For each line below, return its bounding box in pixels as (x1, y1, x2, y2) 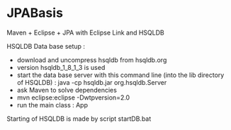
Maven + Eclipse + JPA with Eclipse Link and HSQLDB (6, 28, 164, 37)
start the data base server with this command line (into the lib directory (16, 71, 225, 79)
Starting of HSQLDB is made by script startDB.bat (6, 114, 152, 123)
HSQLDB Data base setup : (6, 42, 86, 50)
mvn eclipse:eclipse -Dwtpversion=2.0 (16, 93, 130, 102)
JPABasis (6, 5, 63, 21)
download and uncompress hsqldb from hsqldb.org (16, 55, 167, 64)
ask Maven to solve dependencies (16, 85, 118, 94)
